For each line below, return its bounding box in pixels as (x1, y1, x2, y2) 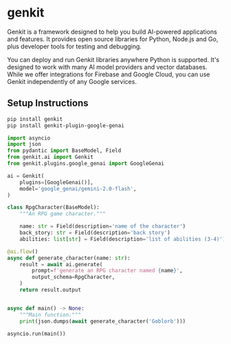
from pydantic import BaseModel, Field (7, 147, 122, 154)
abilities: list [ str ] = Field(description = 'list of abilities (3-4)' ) (19, 235, 226, 242)
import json (7, 141, 41, 148)
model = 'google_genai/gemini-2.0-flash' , (19, 185, 137, 192)
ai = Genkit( (7, 172, 45, 180)
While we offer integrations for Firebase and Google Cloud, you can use (7, 70, 210, 78)
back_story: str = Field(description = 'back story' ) (19, 229, 170, 236)
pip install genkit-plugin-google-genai (7, 122, 125, 129)
